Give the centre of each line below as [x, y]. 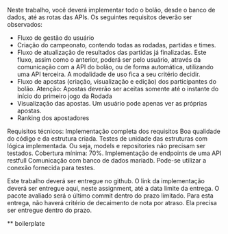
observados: [25, 24]
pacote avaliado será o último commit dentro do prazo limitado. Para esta [110, 196]
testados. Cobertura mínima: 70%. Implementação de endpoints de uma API [114, 153]
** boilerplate [26, 223]
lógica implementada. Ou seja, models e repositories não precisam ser [106, 146]
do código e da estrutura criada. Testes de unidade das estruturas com [107, 139]
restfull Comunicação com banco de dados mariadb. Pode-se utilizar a [107, 160]
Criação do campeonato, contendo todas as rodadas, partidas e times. [116, 45]
